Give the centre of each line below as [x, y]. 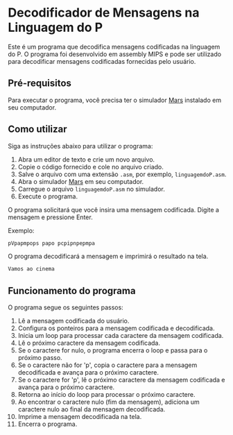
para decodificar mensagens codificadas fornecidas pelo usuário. [102, 61]
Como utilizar [38, 129]
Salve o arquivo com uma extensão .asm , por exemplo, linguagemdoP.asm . [122, 174]
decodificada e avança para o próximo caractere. [88, 373]
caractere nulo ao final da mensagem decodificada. [92, 409]
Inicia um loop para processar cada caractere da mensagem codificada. [121, 336]
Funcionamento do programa [72, 290]
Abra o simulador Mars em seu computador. [81, 181]
